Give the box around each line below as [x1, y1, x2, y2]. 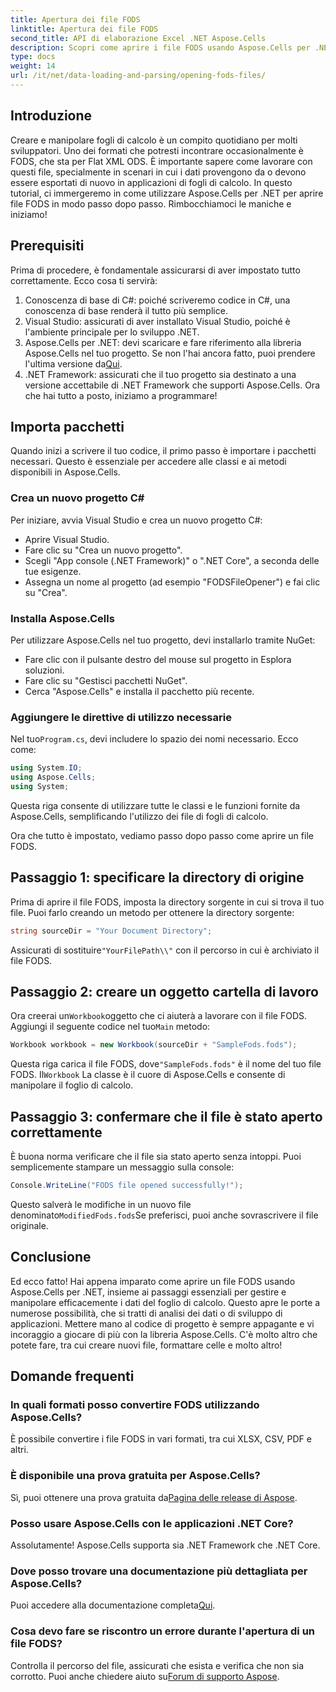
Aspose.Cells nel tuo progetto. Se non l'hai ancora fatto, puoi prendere [24, 347, 316, 359]
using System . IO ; [10, 763, 83, 773]
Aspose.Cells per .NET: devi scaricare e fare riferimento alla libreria [24, 336, 302, 348]
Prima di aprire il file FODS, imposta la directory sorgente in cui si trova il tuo [10, 896, 325, 908]
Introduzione [10, 107, 93, 125]
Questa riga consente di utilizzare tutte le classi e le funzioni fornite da [10, 799, 301, 811]
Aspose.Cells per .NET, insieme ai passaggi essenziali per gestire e [10, 1286, 287, 1298]
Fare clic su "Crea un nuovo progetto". [24, 544, 183, 556]
